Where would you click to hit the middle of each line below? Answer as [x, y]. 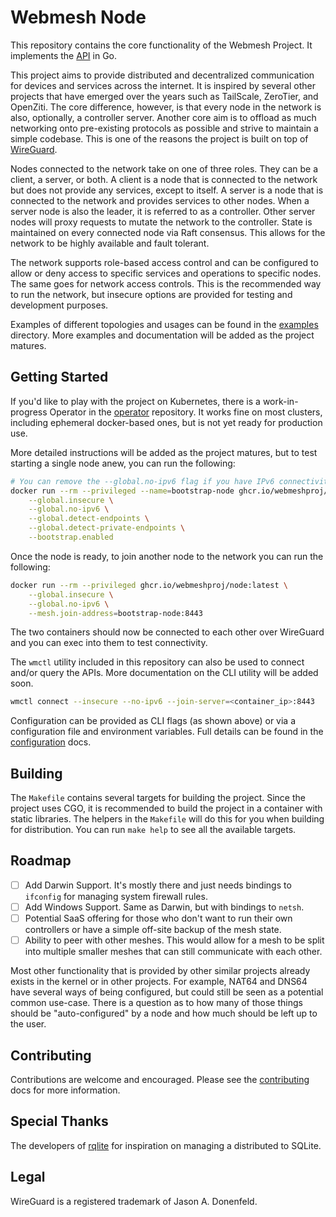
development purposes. [59, 305]
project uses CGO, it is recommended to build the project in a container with [166, 808]
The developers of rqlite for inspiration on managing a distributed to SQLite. [166, 1145]
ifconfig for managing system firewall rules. [116, 896]
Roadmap [41, 861]
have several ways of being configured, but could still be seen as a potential [167, 992]
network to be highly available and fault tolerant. [110, 243]
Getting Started [59, 377]
